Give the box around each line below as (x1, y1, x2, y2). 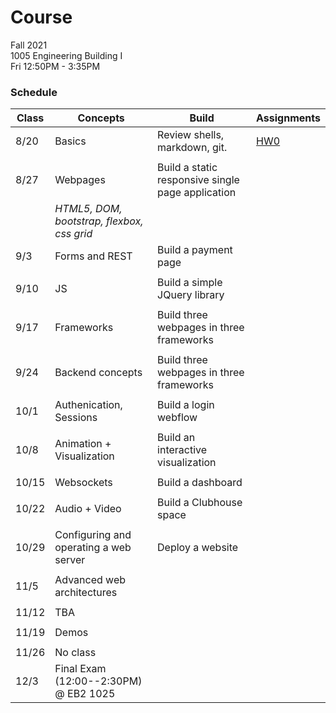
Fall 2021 (10, 39, 48, 51)
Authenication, (54, 398, 123, 412)
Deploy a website (157, 541, 239, 555)
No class (54, 646, 97, 660)
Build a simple (157, 276, 223, 290)
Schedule (10, 85, 58, 99)
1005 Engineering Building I (10, 49, 123, 61)
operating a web (54, 541, 132, 555)
